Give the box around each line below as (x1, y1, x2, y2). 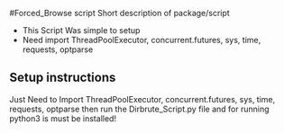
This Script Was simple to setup (22, 25, 141, 35)
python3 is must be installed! (9, 112, 117, 124)
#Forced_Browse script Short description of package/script (9, 8, 230, 18)
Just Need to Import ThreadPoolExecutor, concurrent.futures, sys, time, (9, 93, 276, 104)
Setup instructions (9, 70, 116, 85)
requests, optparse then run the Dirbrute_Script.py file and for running (9, 103, 270, 114)
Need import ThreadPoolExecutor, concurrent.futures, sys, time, (22, 35, 261, 45)
